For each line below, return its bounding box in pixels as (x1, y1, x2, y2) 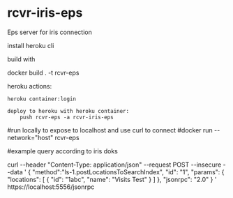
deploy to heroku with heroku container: (7, 107, 130, 114)
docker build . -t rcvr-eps (7, 68, 80, 77)
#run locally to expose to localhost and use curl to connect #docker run (7, 125, 213, 134)
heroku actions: (7, 82, 52, 90)
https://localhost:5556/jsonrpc (7, 183, 95, 191)
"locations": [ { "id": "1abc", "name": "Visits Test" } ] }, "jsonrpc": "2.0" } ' (7, 175, 217, 183)
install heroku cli (7, 41, 54, 49)
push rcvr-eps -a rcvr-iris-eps (20, 114, 114, 121)
